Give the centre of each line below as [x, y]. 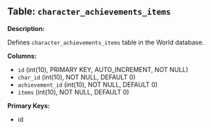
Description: [26, 28]
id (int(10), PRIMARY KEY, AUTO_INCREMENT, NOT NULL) [103, 69]
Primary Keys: [29, 106]
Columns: [22, 56]
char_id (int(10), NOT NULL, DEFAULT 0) [76, 77]
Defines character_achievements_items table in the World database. [106, 42]
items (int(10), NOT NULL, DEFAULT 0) [73, 92]
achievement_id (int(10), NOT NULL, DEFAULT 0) [87, 85]
